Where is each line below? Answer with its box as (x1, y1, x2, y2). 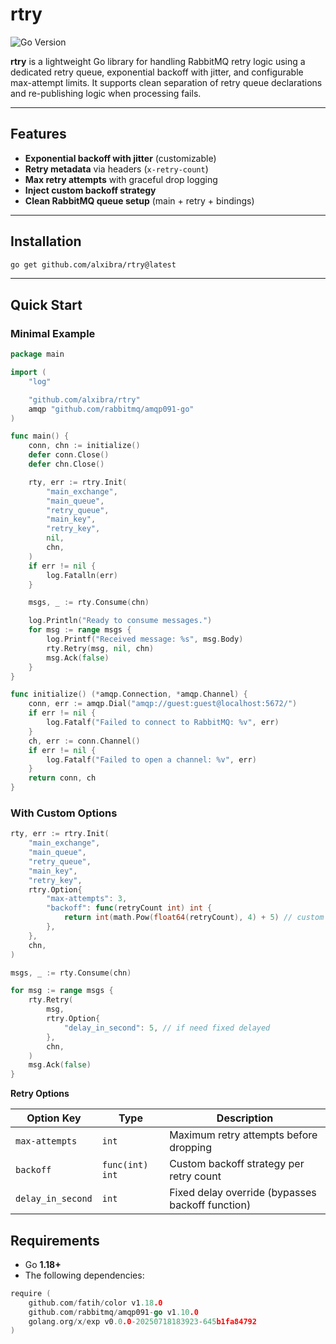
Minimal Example (10, 326, 96, 340)
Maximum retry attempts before (169, 1128, 318, 1142)
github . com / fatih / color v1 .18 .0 (28, 1298, 163, 1308)
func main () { (10, 431, 70, 442)
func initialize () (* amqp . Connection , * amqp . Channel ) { (10, 689, 248, 700)
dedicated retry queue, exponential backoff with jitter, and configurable (10, 66, 304, 78)
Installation (10, 233, 82, 250)
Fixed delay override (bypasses (169, 1186, 317, 1200)
